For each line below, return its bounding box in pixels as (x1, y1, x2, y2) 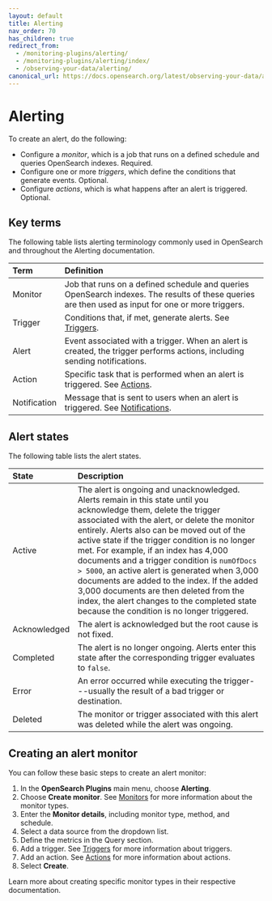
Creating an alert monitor (8, 746, 138, 760)
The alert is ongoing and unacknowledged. (77, 484, 240, 495)
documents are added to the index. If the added (77, 576, 258, 587)
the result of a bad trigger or (117, 686, 225, 697)
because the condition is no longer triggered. (77, 606, 249, 617)
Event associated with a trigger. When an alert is (64, 335, 249, 346)
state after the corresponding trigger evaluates (77, 652, 255, 664)
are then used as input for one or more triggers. (64, 299, 245, 310)
